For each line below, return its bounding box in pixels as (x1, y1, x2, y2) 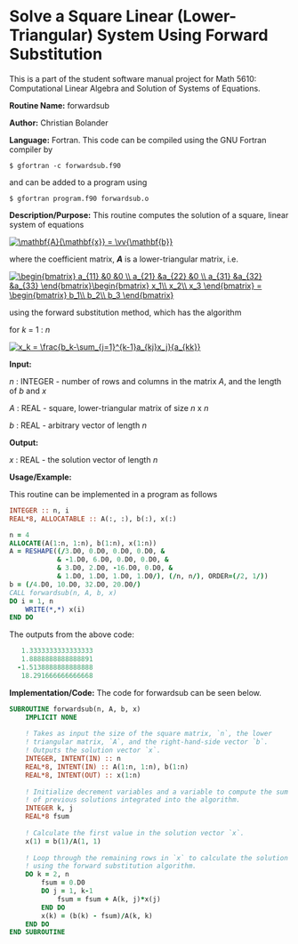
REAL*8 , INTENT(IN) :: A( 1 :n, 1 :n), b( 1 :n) (25, 762, 189, 771)
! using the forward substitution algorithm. (25, 861, 197, 871)
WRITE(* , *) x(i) (25, 605, 86, 614)
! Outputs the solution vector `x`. (25, 746, 162, 755)
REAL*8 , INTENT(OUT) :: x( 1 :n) (25, 771, 141, 779)
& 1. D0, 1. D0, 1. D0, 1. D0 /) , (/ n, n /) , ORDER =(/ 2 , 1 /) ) (56, 572, 269, 581)
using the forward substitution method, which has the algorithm (9, 307, 242, 318)
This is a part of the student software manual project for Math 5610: (9, 73, 257, 84)
